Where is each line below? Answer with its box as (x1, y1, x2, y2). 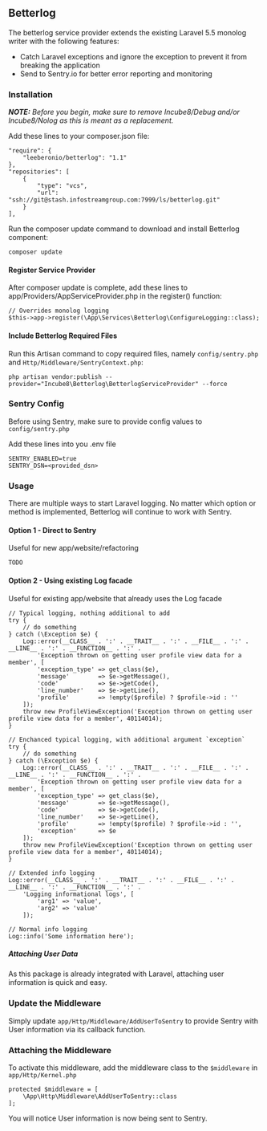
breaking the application (19, 60, 100, 70)
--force (201, 380, 228, 388)
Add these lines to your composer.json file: (8, 132, 150, 141)
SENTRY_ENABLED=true (8, 454, 78, 462)
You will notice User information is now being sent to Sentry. (8, 1113, 208, 1123)
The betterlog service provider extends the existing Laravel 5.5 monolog (8, 27, 247, 37)
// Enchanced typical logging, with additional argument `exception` (8, 735, 246, 743)
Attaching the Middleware (8, 1044, 112, 1056)
